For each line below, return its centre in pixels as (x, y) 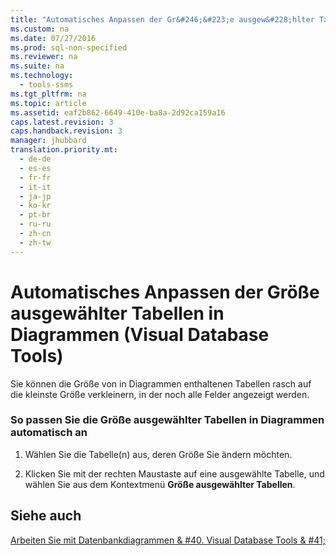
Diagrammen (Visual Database (140, 334)
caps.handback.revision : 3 (66, 131)
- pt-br (35, 215)
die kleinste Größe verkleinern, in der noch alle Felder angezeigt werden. (160, 394)
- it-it (35, 187)
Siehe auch (46, 516)
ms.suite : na (37, 66)
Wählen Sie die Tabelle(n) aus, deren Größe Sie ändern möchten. (158, 454)
